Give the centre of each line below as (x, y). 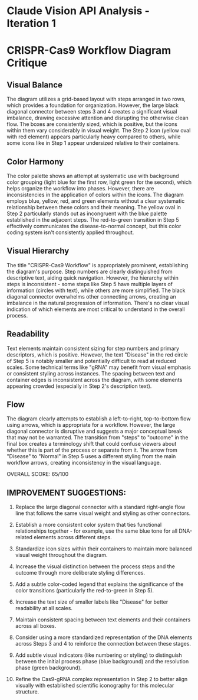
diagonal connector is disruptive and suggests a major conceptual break (94, 431)
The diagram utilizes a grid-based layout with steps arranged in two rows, (96, 99)
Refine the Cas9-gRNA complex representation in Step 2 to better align (101, 679)
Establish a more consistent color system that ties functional (88, 525)
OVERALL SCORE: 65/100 (38, 474)
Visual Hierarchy (38, 251)
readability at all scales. (44, 608)
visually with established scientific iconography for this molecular (95, 686)
